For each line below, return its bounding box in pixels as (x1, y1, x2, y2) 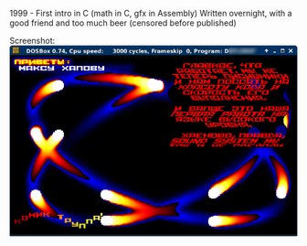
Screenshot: (9, 36, 56, 46)
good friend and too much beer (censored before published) (9, 17, 238, 28)
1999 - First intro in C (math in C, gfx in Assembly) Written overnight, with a (9, 8, 292, 18)
